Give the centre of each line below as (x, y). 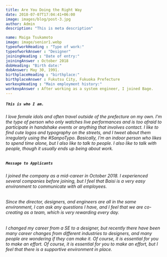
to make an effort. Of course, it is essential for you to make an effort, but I (82, 244)
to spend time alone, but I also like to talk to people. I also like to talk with (81, 143)
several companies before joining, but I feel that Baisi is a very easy (75, 181)
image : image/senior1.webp (34, 42)
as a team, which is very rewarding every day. (71, 212)
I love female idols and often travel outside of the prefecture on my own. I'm (84, 116)
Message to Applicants (29, 163)
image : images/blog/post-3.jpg (38, 19)
